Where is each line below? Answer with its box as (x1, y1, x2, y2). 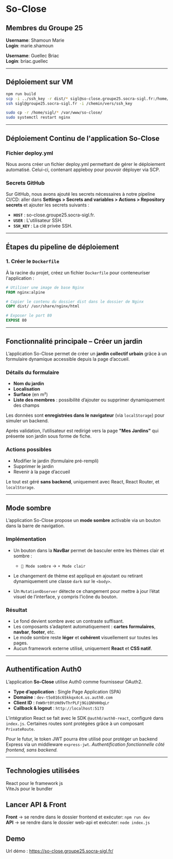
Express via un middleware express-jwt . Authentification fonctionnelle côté (6, 741, 165, 748)
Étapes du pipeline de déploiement (6, 242, 120, 251)
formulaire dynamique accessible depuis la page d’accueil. (6, 356, 130, 362)
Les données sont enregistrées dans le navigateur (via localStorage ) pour (6, 412, 165, 419)
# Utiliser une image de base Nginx (6, 285, 84, 290)
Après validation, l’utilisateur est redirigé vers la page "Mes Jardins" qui (6, 427, 159, 434)
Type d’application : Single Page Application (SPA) (13, 688, 121, 695)
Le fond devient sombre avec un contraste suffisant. (13, 618, 124, 624)
